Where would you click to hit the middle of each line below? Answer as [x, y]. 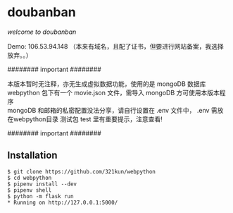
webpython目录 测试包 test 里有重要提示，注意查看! [88, 119]
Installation [32, 156]
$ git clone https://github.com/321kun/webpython [82, 171]
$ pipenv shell [30, 190]
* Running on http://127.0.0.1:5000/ [63, 202]
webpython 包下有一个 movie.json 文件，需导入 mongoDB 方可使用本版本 [113, 92]
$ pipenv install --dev [42, 184]
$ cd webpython [30, 178]
